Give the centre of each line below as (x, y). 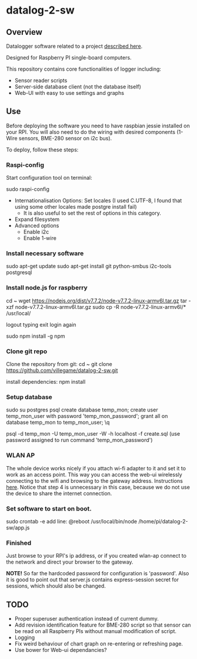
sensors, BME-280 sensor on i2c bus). (65, 138)
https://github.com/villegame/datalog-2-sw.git (62, 370)
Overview (24, 32)
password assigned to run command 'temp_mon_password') (79, 440)
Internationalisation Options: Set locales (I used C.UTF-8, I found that (98, 200)
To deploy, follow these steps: (42, 149)
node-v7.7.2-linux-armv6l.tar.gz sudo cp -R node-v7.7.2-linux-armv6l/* (101, 307)
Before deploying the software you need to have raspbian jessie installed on (98, 126)
